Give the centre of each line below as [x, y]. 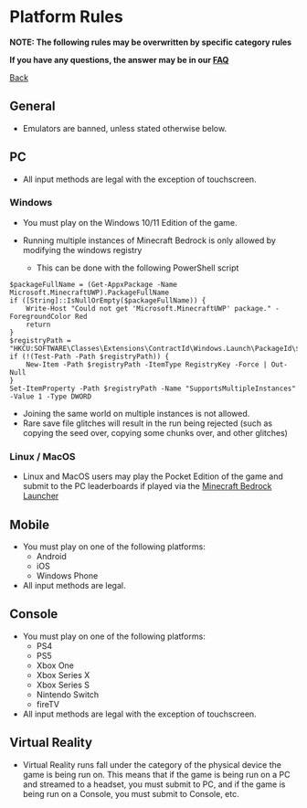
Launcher [41, 496]
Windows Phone [67, 575]
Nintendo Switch [68, 694]
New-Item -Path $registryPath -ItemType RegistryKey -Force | [147, 364]
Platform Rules [66, 17]
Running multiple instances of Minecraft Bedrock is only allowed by [149, 240]
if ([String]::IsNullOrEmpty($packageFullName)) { [108, 300]
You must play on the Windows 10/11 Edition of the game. [130, 222]
